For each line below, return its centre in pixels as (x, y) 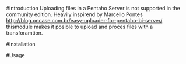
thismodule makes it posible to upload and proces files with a (80, 27)
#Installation (21, 44)
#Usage (15, 55)
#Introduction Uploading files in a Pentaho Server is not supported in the (93, 8)
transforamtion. (24, 33)
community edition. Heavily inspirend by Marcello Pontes (74, 14)
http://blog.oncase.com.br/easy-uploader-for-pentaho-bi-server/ (84, 20)
